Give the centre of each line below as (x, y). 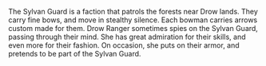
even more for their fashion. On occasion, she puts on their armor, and (124, 45)
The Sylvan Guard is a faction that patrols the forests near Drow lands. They (133, 12)
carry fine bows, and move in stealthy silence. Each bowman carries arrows (133, 20)
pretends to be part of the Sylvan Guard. (75, 54)
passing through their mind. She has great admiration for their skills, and (127, 37)
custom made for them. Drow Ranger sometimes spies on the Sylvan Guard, (133, 28)
